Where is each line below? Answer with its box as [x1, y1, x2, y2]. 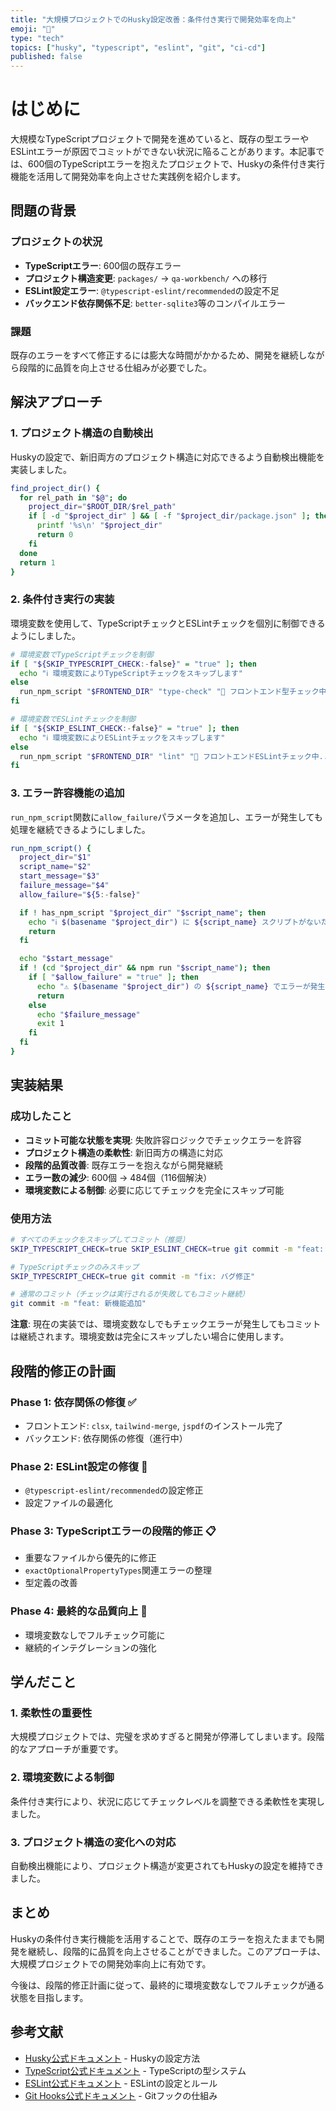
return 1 [19, 557, 56, 568]
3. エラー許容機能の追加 [10, 786, 125, 800]
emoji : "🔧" [10, 24, 56, 34]
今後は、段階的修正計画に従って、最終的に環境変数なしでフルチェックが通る [10, 1979, 325, 1991]
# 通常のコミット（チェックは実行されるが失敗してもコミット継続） [10, 1289, 250, 1300]
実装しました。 [10, 463, 72, 475]
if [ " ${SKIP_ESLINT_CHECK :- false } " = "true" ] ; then [10, 723, 240, 733]
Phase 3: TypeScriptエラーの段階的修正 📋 [10, 1524, 217, 1538]
